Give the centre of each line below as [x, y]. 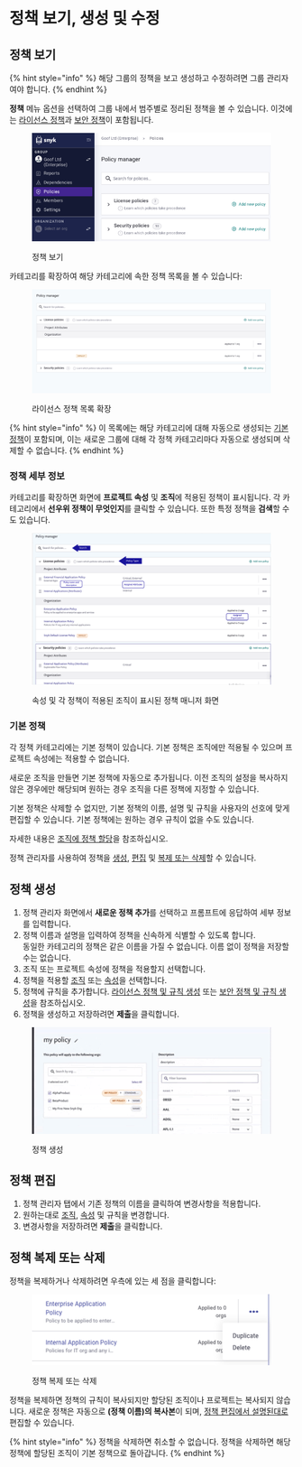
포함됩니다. [134, 120]
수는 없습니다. [47, 958]
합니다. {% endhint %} [67, 89]
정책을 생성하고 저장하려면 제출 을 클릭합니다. [101, 1014]
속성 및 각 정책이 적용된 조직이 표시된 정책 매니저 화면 [125, 700]
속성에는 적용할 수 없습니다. [81, 758]
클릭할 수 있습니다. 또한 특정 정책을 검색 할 [207, 509]
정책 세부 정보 [37, 476]
